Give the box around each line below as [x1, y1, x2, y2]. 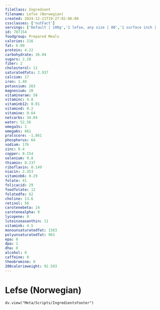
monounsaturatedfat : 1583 [5, 228, 57, 232]
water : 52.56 [5, 120, 31, 124]
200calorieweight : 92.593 [5, 263, 57, 269]
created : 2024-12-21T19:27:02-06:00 [5, 16, 79, 21]
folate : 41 [5, 178, 27, 183]
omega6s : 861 [5, 129, 31, 134]
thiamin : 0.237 [5, 160, 36, 165]
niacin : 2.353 [5, 169, 34, 174]
